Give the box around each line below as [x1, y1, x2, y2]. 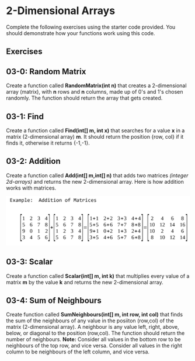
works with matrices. [6, 184, 57, 191]
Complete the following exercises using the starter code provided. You [6, 23, 176, 30]
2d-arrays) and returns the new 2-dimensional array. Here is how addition [6, 178, 184, 185]
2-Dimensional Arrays [6, 4, 116, 18]
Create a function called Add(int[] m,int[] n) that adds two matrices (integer [6, 171, 189, 179]
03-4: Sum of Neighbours [6, 295, 102, 305]
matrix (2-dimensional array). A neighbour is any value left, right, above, [6, 324, 179, 331]
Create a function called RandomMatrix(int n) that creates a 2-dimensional [6, 82, 187, 89]
